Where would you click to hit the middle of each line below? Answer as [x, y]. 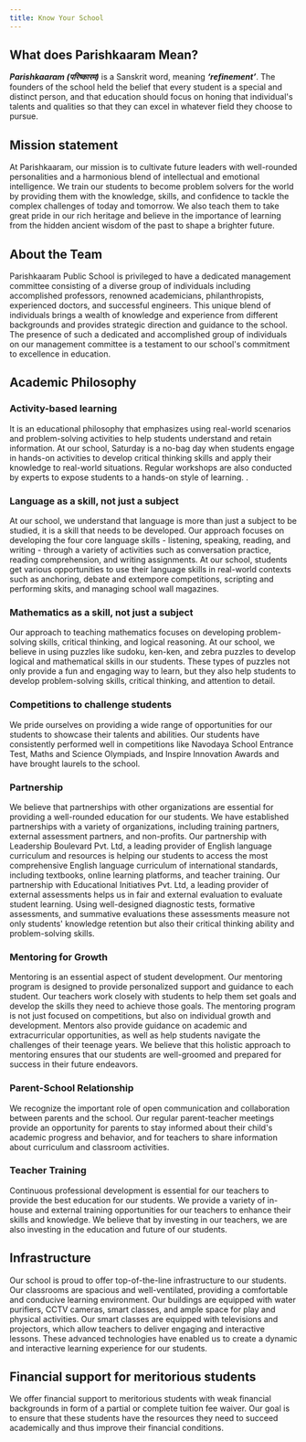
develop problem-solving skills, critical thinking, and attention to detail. [142, 681]
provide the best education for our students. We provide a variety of [137, 1200]
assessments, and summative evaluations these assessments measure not [150, 913]
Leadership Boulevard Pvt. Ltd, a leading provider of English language [141, 846]
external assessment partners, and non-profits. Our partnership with [138, 836]
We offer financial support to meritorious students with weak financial [141, 1399]
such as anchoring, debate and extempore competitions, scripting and [142, 579]
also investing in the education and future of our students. [119, 1229]
